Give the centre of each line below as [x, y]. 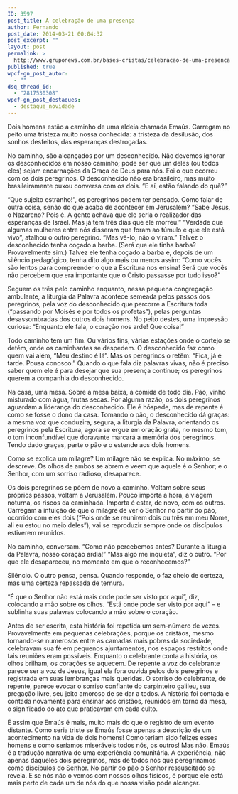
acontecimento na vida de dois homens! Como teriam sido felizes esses [113, 737]
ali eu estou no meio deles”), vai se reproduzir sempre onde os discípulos [115, 525]
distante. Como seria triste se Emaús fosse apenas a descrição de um [109, 730]
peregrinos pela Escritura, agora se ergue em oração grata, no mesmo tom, [118, 429]
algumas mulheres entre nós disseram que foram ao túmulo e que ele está [116, 230]
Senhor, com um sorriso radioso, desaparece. [74, 473]
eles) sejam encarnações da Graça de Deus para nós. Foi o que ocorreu [113, 171]
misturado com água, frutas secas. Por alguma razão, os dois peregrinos [114, 399]
